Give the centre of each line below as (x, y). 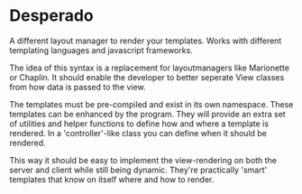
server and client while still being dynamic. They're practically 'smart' (138, 170)
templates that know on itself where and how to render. (112, 179)
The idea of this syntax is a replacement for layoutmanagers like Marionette (150, 68)
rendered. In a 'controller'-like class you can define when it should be (138, 133)
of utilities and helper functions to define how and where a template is (139, 124)
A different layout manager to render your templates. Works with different (146, 41)
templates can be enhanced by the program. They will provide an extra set (147, 114)
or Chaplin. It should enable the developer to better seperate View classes (147, 77)
